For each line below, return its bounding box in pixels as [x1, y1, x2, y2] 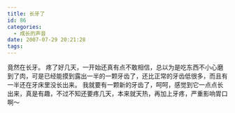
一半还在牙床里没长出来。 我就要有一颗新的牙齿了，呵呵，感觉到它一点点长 [7, 81, 224, 88]
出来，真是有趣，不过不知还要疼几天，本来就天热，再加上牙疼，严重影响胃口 [7, 89, 228, 98]
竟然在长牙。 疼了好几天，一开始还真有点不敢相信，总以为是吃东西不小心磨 [7, 63, 224, 71]
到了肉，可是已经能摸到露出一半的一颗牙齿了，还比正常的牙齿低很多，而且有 [7, 72, 228, 80]
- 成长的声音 [13, 29, 47, 37]
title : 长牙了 [7, 10, 45, 18]
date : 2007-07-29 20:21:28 [7, 36, 86, 44]
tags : [7, 43, 23, 50]
